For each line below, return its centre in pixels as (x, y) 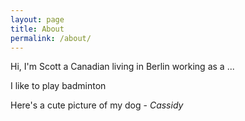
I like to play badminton (58, 86)
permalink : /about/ (51, 38)
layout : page (37, 19)
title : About (37, 29)
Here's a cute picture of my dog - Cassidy (97, 105)
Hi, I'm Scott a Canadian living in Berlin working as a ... (122, 67)
